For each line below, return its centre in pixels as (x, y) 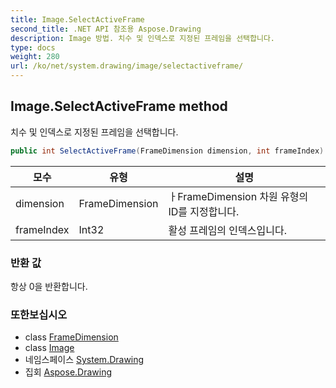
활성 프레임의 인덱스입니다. (227, 230)
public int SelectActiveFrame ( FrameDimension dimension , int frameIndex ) (167, 151)
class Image (49, 348)
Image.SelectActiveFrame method (119, 106)
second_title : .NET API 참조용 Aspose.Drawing (106, 29)
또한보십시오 (39, 314)
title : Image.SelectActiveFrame (77, 19)
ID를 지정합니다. (204, 211)
